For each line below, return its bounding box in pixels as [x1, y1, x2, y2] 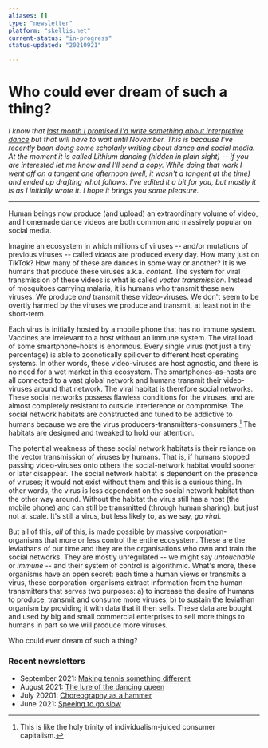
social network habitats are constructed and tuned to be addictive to [8, 409, 233, 420]
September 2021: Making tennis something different [19, 674, 191, 683]
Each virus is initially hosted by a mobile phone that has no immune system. [8, 324, 257, 334]
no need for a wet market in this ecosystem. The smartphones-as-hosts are [8, 367, 257, 376]
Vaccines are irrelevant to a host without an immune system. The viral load [8, 333, 254, 343]
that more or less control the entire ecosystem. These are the [44, 535, 246, 544]
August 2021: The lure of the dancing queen [19, 682, 165, 692]
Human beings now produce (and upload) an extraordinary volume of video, [8, 209, 258, 218]
